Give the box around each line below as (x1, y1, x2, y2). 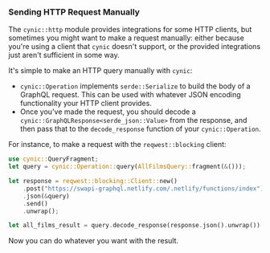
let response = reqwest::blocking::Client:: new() (8, 178, 178, 186)
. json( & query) (22, 192, 70, 200)
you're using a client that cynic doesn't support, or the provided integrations (8, 42, 261, 51)
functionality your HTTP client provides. (19, 99, 153, 108)
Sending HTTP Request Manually (8, 6, 141, 18)
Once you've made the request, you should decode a (19, 107, 197, 116)
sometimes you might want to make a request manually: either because (8, 33, 245, 43)
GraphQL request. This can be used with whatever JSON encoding (19, 90, 241, 100)
